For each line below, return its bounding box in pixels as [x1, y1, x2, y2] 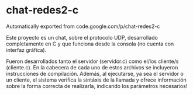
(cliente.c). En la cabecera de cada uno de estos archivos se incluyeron [6, 64, 178, 71]
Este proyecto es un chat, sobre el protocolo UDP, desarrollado [6, 34, 158, 41]
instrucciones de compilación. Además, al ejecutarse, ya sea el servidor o [6, 70, 184, 77]
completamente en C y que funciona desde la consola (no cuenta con [6, 40, 174, 47]
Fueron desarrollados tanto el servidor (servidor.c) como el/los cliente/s [6, 58, 179, 65]
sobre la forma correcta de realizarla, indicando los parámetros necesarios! [6, 82, 188, 89]
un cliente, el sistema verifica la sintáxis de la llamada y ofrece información [6, 76, 187, 83]
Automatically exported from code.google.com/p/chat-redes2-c [6, 23, 160, 30]
